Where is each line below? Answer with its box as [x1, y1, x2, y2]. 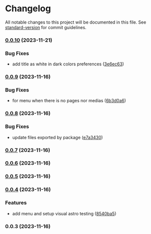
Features [5, 200, 27, 206]
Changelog [5, 3, 51, 14]
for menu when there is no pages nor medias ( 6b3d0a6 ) [12, 98, 126, 104]
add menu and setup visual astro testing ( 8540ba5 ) [12, 210, 117, 216]
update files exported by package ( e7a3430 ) [12, 134, 103, 140]
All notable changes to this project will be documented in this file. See [5, 19, 147, 25]
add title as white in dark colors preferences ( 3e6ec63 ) [12, 61, 124, 67]
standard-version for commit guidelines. [5, 24, 87, 30]
